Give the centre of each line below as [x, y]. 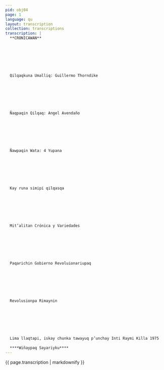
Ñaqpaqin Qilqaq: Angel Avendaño [45, 113]
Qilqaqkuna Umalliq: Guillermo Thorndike [54, 76]
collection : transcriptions [35, 29]
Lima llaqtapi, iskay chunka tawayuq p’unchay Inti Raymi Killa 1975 [84, 339]
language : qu [19, 19]
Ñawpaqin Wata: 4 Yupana [36, 151]
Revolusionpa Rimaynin [34, 301]
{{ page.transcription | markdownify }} [45, 362]
